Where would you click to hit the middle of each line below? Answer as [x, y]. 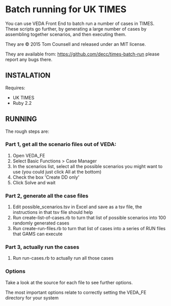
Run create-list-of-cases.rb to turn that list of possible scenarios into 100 [89, 218]
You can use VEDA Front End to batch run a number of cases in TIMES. [80, 23]
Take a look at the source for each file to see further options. [69, 282]
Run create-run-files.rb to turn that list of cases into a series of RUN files [89, 229]
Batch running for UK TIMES [66, 9]
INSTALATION [28, 76]
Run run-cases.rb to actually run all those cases [63, 258]
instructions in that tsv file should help [53, 212]
